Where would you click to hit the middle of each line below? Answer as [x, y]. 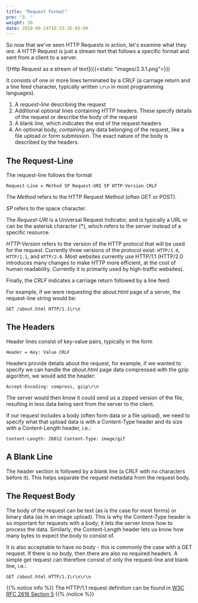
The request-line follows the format [49, 175]
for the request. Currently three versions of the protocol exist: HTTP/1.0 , [93, 250]
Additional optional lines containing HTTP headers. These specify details [103, 111]
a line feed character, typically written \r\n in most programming [85, 87]
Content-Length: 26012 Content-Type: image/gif [66, 438]
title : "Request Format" [37, 12]
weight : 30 [20, 22]
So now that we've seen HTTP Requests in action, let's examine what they [96, 45]
